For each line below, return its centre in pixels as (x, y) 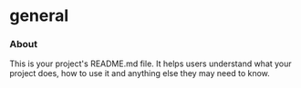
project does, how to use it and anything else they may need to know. (140, 73)
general (39, 16)
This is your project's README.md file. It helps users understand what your (150, 64)
